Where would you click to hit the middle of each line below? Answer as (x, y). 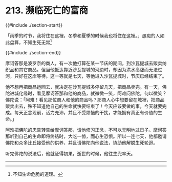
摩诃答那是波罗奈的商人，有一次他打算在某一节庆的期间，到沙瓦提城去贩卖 (84, 63)
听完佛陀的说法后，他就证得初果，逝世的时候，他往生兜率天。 (70, 153)
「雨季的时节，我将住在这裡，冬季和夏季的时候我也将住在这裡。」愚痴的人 (83, 35)
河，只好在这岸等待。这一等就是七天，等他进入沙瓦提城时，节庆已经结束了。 (86, 76)
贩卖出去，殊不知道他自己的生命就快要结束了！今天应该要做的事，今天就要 (84, 106)
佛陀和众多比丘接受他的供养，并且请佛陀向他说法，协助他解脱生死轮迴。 (81, 143)
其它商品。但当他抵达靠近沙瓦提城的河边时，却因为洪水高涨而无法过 (90, 69)
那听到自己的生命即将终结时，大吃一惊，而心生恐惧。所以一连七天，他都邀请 (86, 136)
